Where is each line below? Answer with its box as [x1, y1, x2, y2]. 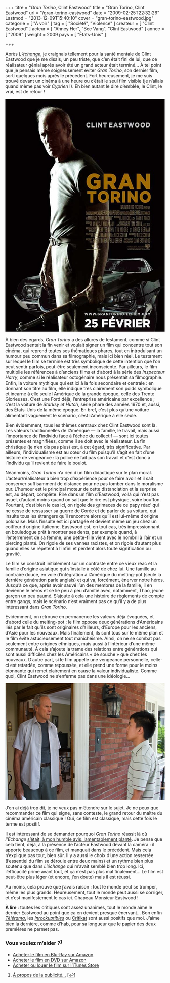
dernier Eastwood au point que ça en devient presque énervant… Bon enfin [5, 910, 162, 916]
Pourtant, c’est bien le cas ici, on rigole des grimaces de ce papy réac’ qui [5, 502, 159, 508]
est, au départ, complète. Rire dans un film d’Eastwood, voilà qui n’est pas [5, 491, 159, 497]
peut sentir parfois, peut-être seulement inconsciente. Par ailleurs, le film [5, 364, 157, 370]
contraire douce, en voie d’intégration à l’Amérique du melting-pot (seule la [5, 572, 161, 577]
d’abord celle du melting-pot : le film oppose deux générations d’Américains [5, 619, 163, 625]
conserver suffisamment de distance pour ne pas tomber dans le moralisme [5, 481, 163, 487]
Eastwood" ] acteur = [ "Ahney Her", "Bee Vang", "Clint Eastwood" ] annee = [5, 26, 164, 32]
